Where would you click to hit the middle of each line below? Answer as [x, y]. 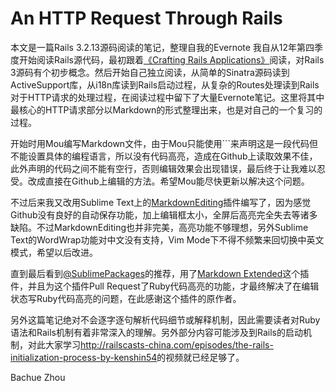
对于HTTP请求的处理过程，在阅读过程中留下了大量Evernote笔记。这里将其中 [167, 97]
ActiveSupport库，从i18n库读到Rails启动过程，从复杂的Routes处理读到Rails [165, 84]
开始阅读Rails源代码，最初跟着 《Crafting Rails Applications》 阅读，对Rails [171, 59]
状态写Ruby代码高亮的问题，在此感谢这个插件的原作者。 [126, 298]
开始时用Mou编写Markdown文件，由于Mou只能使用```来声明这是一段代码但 [164, 143]
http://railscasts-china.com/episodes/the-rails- [177, 344]
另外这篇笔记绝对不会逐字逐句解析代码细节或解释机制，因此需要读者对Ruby [165, 319]
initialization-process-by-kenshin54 [84, 357]
